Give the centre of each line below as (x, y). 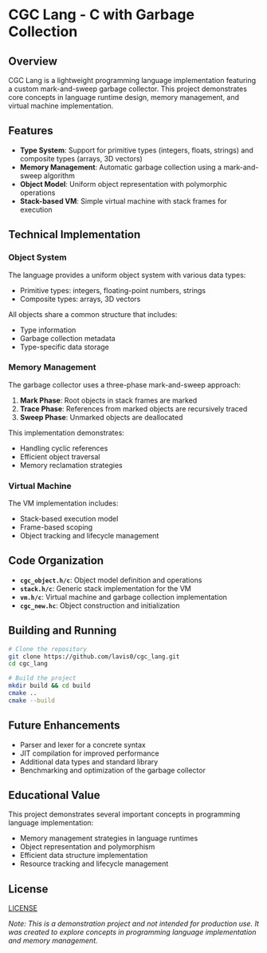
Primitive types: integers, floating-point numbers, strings (112, 290)
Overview (33, 61)
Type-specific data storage (65, 347)
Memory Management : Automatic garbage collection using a (120, 167)
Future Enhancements (65, 726)
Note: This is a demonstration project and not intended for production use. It (133, 923)
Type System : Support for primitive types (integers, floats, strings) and (136, 150)
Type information (48, 330)
